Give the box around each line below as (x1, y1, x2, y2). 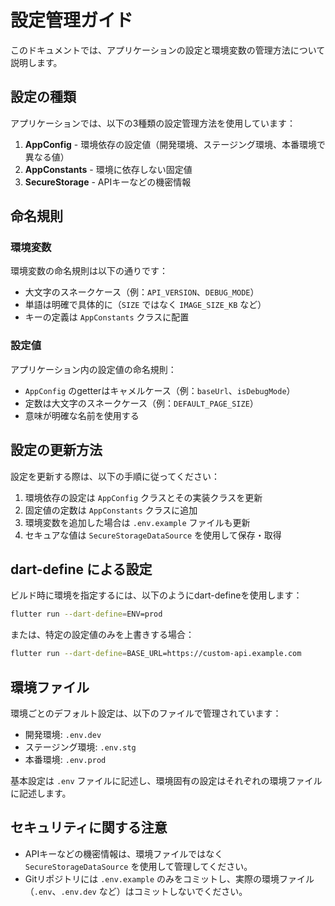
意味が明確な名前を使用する (24, 409, 140, 421)
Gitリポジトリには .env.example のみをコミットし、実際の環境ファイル (24, 872, 315, 885)
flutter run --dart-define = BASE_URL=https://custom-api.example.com (10, 649, 302, 659)
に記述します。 (10, 787, 72, 799)
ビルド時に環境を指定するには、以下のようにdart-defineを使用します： (10, 589, 303, 601)
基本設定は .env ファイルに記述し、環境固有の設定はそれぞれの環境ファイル (10, 774, 323, 786)
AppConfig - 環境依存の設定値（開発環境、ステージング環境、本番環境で (24, 138, 326, 150)
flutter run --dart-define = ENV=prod (10, 609, 163, 620)
